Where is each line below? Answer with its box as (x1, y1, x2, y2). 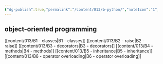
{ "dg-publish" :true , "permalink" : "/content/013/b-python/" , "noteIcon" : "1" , (4, 7, 160, 12)
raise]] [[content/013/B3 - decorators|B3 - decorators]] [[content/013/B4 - (4, 43, 154, 49)
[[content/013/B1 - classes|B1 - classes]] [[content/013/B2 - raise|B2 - (4, 38, 145, 44)
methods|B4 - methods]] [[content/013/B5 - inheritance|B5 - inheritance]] (4, 48, 153, 54)
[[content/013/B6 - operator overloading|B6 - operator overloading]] (4, 53, 142, 59)
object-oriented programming (4, 25, 97, 33)
